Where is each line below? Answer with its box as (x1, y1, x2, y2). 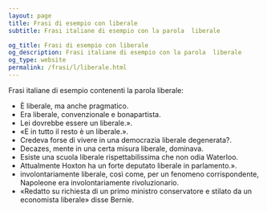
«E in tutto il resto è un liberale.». (19, 126, 129, 136)
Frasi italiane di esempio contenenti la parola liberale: (8, 85, 184, 95)
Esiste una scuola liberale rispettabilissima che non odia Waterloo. (19, 152, 239, 161)
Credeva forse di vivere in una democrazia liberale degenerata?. (19, 135, 233, 144)
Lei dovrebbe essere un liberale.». (19, 118, 133, 128)
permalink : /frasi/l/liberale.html (8, 63, 127, 72)
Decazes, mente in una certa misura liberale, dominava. (19, 144, 204, 153)
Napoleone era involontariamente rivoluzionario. (19, 177, 179, 187)
